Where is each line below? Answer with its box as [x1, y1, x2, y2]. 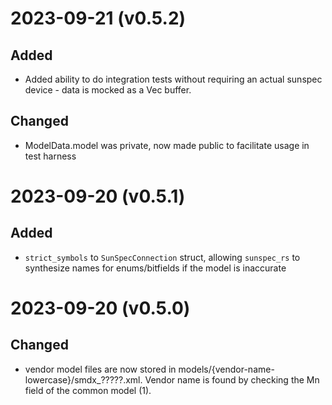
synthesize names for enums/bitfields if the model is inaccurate [24, 262, 287, 274]
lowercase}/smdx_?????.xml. [24, 373, 143, 386]
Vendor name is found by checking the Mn [144, 373, 320, 386]
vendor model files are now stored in [24, 363, 177, 375]
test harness [24, 150, 77, 162]
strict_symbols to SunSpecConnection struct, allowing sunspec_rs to [24, 251, 301, 263]
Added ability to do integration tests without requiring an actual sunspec [24, 73, 323, 85]
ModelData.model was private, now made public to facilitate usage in [24, 139, 310, 151]
